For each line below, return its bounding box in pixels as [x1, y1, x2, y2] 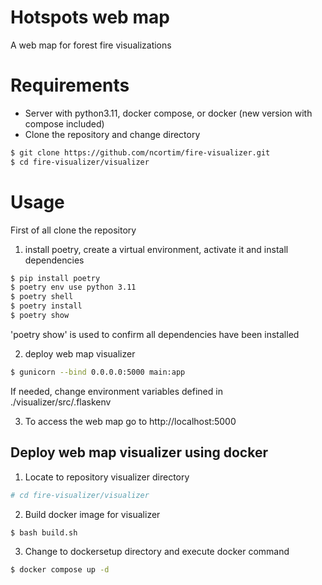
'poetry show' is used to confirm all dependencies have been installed [10, 328, 300, 340]
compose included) [24, 117, 105, 130]
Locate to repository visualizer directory [24, 471, 190, 483]
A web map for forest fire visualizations [10, 39, 172, 51]
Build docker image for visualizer [24, 508, 161, 520]
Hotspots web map [10, 6, 170, 29]
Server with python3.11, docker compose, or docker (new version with [24, 107, 313, 119]
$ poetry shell [10, 292, 74, 302]
